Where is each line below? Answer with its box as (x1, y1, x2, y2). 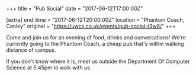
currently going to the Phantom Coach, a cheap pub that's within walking (6, 41, 185, 47)
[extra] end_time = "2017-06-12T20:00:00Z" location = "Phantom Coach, (6, 16, 185, 23)
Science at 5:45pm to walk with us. (6, 64, 92, 71)
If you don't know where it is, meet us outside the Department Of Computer (6, 58, 191, 65)
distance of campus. (6, 46, 56, 53)
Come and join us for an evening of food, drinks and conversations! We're (6, 34, 187, 41)
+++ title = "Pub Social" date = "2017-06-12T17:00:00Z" (6, 5, 143, 12)
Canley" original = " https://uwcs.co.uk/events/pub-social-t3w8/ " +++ (6, 23, 176, 29)
